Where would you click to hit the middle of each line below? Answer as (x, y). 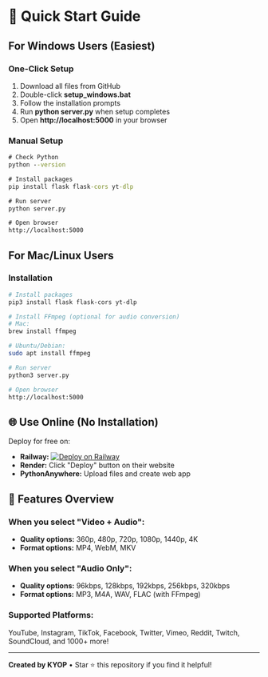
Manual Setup (36, 141)
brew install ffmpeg (43, 331)
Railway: (34, 457)
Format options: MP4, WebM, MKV (78, 547)
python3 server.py (39, 375)
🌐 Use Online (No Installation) (83, 422)
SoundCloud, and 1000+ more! (59, 641)
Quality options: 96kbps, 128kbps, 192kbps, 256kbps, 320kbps (125, 586)
